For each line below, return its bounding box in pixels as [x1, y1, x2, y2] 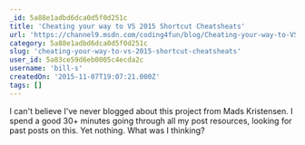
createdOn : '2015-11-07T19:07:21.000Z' [9, 72, 161, 82]
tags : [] [9, 81, 43, 90]
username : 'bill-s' [9, 64, 84, 73]
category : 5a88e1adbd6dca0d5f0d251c [9, 38, 148, 48]
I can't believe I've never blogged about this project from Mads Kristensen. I [9, 105, 293, 116]
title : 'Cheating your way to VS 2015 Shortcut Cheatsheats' [9, 22, 246, 31]
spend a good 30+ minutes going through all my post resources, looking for [9, 115, 292, 126]
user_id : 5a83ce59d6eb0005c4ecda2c [9, 55, 144, 64]
